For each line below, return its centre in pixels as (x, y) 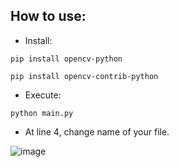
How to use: (48, 16)
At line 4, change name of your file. (97, 131)
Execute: (43, 95)
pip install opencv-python (66, 59)
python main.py (42, 113)
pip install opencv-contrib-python (84, 76)
